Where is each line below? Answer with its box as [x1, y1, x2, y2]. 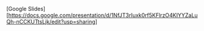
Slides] [28, 5, 46, 12]
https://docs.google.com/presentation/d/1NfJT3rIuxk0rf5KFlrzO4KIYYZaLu [8, 12, 198, 19]
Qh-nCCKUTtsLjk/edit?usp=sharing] [6, 18, 98, 25]
